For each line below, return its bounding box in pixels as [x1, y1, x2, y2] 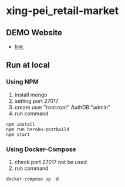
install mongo [14, 91, 48, 98]
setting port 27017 [14, 97, 59, 104]
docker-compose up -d [6, 176, 59, 182]
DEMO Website [6, 28, 63, 38]
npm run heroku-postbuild [6, 126, 69, 132]
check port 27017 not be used [14, 158, 87, 165]
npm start [6, 131, 31, 138]
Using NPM [6, 78, 39, 86]
